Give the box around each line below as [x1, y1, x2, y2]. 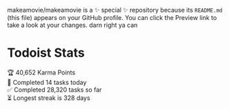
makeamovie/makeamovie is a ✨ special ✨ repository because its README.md [7, 6, 223, 14]
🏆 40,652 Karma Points [7, 68, 76, 77]
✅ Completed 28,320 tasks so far [7, 86, 102, 94]
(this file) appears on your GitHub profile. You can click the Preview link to [7, 14, 217, 21]
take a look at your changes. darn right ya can [7, 21, 138, 29]
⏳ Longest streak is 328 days [7, 93, 91, 102]
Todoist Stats [7, 45, 85, 61]
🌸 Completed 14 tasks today [7, 78, 87, 86]
